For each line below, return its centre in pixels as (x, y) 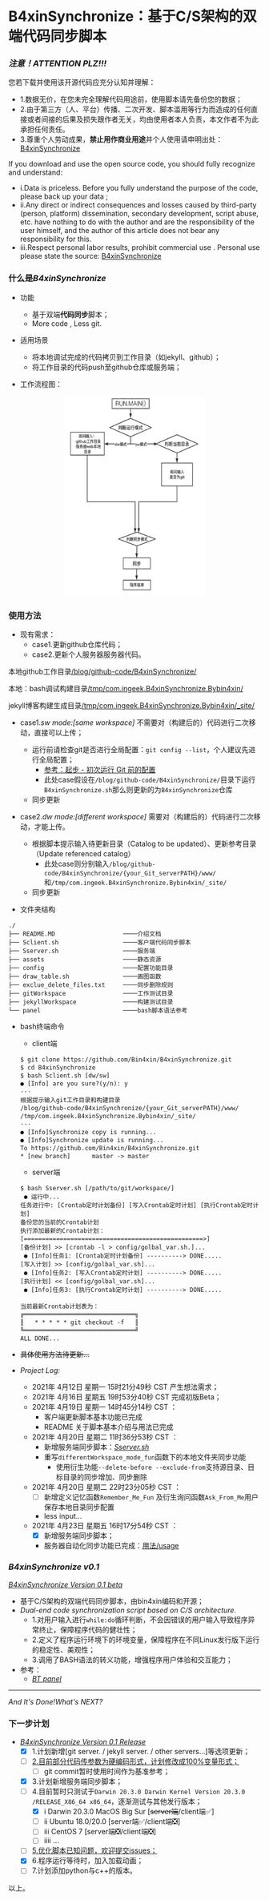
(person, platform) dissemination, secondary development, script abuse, (139, 214)
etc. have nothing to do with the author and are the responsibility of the (137, 222)
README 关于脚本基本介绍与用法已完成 (108, 1427)
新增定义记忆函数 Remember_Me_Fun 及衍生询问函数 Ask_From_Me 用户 (151, 1497)
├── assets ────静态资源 (85, 960)
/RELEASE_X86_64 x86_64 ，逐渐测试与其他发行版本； (117, 1801)
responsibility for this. (56, 239)
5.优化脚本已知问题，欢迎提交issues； (94, 1850)
